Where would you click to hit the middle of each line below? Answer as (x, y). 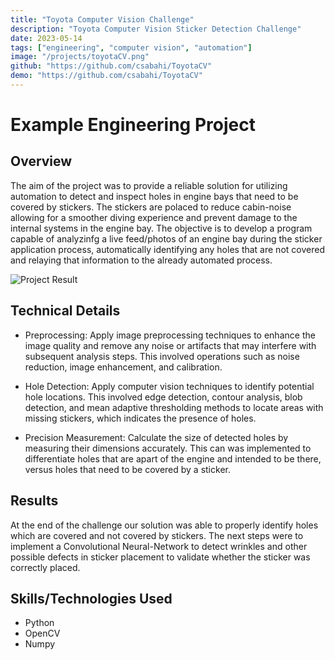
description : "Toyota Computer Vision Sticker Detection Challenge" (156, 29)
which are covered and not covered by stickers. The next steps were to (157, 535)
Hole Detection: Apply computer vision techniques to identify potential (169, 386)
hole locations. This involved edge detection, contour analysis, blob (163, 397)
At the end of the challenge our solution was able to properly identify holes (164, 525)
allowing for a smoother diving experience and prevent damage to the (154, 217)
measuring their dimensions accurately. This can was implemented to (168, 448)
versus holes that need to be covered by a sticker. (127, 469)
